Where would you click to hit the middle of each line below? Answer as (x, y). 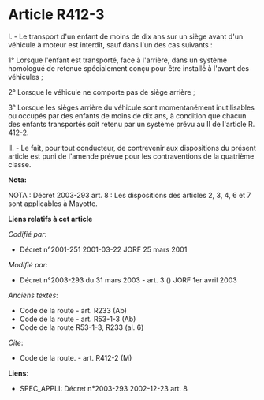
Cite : (16, 342)
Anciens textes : (33, 295)
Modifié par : (28, 264)
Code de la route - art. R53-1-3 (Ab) (78, 319)
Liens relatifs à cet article (50, 219)
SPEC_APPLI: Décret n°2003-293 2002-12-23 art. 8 (103, 388)
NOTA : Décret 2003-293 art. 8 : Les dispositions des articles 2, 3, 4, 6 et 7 (130, 195)
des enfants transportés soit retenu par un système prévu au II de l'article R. (132, 124)
